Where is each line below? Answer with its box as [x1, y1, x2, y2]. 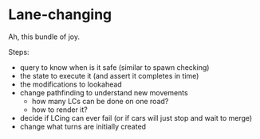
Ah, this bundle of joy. [8, 32, 80, 41]
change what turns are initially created [19, 122, 146, 131]
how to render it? [31, 105, 88, 114]
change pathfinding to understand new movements [19, 87, 189, 97]
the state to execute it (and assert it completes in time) [19, 71, 199, 80]
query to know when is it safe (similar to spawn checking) [19, 62, 210, 72]
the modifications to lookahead [19, 79, 122, 89]
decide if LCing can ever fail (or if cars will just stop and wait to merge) [19, 113, 253, 122]
